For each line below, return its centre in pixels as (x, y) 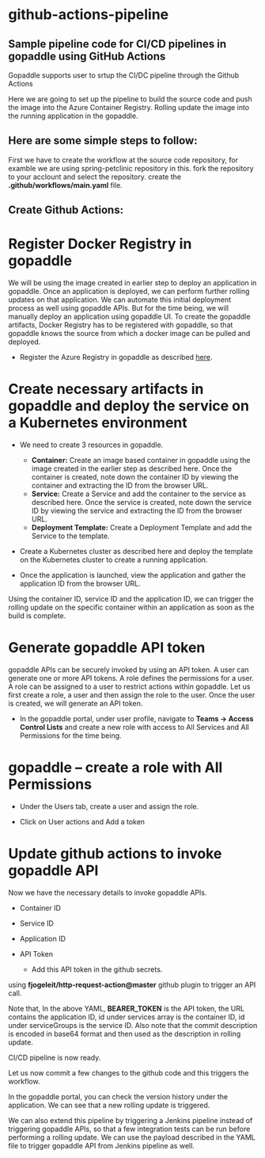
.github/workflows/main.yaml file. (65, 185)
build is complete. (37, 616)
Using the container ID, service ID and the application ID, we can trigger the (131, 599)
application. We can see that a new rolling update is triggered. (109, 1105)
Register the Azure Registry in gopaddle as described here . (116, 357)
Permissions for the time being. (70, 736)
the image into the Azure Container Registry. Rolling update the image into (129, 107)
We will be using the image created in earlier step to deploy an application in (132, 283)
